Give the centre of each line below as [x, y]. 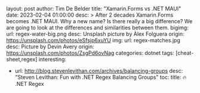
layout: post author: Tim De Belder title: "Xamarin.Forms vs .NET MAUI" [94, 9]
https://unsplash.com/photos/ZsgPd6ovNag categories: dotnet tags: [90, 53]
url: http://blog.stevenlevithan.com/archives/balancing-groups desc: [99, 71]
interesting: [53, 59]
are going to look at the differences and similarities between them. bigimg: [98, 27]
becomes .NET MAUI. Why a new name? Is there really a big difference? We [99, 21]
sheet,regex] [22, 59]
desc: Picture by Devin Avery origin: [50, 46]
